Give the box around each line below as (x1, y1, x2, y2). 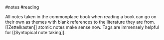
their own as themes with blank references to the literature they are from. (5, 19, 156, 25)
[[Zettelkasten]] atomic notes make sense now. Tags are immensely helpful (5, 24, 160, 30)
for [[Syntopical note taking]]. (5, 30, 66, 35)
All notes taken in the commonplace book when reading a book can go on (5, 14, 157, 19)
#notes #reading (5, 4, 39, 10)
